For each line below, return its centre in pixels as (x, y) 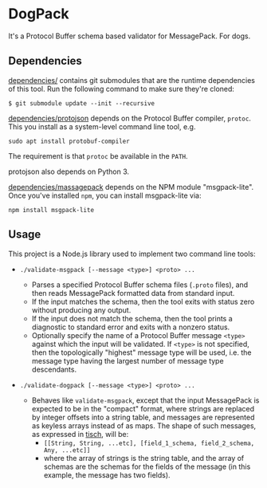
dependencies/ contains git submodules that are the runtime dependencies (132, 80)
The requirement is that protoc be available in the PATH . (98, 155)
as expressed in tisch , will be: (80, 434)
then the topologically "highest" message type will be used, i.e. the (141, 352)
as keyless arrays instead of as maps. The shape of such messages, (144, 425)
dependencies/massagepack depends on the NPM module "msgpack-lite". (131, 187)
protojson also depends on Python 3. (69, 171)
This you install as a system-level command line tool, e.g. (102, 126)
